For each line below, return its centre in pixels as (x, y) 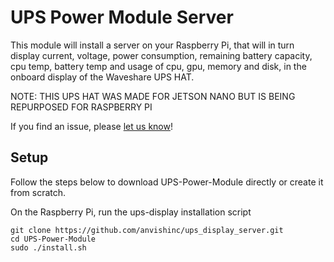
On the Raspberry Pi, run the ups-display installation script (131, 212)
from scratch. (38, 192)
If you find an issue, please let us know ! (91, 126)
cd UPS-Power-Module (53, 239)
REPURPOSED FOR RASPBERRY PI (81, 107)
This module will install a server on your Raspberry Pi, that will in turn (152, 45)
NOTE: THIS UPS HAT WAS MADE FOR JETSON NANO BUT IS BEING (153, 96)
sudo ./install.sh (48, 247)
